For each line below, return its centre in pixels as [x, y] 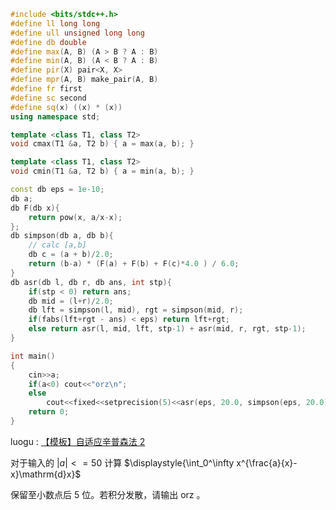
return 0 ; [49, 412]
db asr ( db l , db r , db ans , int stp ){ [91, 282]
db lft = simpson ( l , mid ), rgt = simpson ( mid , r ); [136, 310]
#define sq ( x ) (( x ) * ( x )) [66, 107]
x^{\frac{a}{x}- [267, 462]
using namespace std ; [55, 116]
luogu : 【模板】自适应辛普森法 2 [78, 441]
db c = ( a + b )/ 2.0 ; [71, 255]
